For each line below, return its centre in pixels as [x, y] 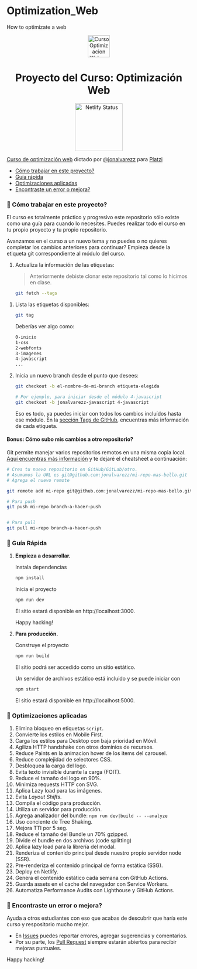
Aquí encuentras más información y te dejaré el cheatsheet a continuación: [97, 459]
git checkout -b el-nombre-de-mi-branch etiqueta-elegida [87, 386]
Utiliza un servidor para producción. [58, 810]
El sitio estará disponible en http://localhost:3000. [75, 611]
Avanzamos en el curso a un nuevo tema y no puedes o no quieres [87, 241]
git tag [24, 315]
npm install [30, 578]
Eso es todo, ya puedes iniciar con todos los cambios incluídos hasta [98, 413]
